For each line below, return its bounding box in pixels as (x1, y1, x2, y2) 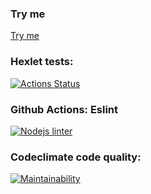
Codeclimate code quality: (10, 150, 142, 164)
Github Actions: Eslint (10, 102, 119, 116)
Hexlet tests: (10, 55, 74, 69)
